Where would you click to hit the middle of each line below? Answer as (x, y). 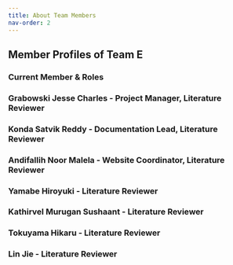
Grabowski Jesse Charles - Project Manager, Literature (115, 98)
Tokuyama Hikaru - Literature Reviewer (84, 233)
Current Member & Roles (56, 77)
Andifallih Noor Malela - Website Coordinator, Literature (116, 160)
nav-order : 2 (29, 23)
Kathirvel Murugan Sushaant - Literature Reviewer (106, 212)
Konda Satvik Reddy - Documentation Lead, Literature (113, 129)
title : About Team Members (52, 15)
